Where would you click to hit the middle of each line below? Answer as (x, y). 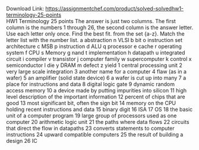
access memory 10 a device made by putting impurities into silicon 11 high (97, 90)
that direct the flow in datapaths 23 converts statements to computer (91, 128)
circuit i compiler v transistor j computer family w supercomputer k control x (99, 59)
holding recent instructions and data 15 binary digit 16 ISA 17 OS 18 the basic (99, 109)
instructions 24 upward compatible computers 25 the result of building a (95, 135)
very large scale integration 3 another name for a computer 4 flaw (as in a (97, 71)
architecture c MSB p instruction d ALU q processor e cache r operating (94, 46)
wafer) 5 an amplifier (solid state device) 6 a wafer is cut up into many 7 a (96, 78)
